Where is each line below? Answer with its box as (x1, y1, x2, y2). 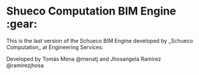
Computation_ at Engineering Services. (6, 44, 104, 51)
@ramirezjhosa (6, 62, 44, 69)
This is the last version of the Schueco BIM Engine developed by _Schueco (6, 37, 194, 44)
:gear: (6, 17, 38, 31)
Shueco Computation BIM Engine (6, 4, 177, 18)
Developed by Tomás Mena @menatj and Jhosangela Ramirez (6, 55, 161, 62)
